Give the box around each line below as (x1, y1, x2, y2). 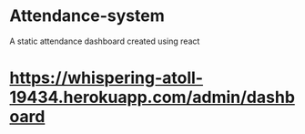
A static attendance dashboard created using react (9, 36, 200, 46)
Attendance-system (9, 5, 166, 26)
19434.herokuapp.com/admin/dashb (9, 88, 296, 108)
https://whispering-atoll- (9, 67, 203, 88)
